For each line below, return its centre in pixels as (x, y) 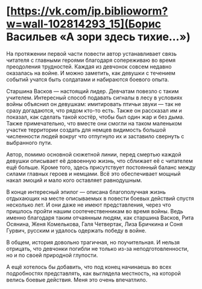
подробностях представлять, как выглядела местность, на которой (93, 273)
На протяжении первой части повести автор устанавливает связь (91, 53)
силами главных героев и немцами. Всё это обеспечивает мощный (93, 173)
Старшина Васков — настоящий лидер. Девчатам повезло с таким (93, 91)
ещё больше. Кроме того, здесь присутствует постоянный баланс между (101, 167)
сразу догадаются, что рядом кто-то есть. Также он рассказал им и (94, 110)
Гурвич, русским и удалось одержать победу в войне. (76, 230)
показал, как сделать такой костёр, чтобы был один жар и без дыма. (95, 117)
